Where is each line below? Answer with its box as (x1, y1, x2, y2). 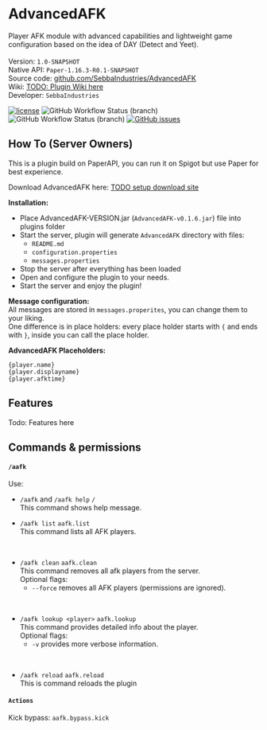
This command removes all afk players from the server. (19, 566, 201, 576)
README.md (31, 240, 65, 248)
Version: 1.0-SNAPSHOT (8, 57, 80, 66)
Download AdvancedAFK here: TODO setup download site (8, 182, 199, 192)
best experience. (8, 166, 64, 176)
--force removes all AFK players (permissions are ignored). (31, 583, 226, 593)
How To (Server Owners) (8, 137, 133, 151)
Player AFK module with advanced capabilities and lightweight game (8, 31, 233, 41)
